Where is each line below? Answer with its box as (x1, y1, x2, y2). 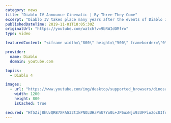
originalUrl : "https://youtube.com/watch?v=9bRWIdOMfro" (5, 26, 129, 32)
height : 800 (14, 96, 40, 101)
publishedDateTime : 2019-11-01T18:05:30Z (5, 21, 95, 27)
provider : (5, 49, 26, 54)
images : (5, 82, 22, 87)
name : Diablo (10, 54, 38, 59)
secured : (5, 110, 24, 115)
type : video (5, 31, 31, 36)
